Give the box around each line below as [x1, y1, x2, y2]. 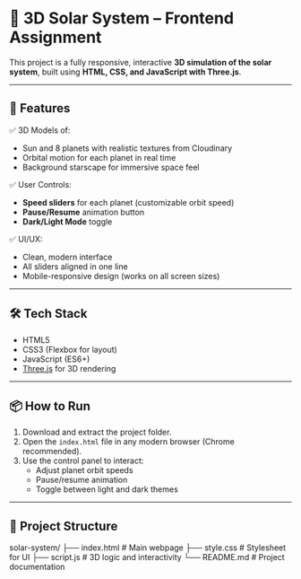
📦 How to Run [9, 399, 91, 414]
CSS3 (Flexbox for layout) [21, 344, 118, 355]
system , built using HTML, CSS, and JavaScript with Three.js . [9, 66, 242, 77]
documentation [9, 561, 65, 573]
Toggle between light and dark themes [35, 484, 179, 495]
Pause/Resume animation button [21, 206, 145, 217]
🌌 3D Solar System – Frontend [9, 8, 235, 29]
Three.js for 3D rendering [21, 363, 116, 373]
